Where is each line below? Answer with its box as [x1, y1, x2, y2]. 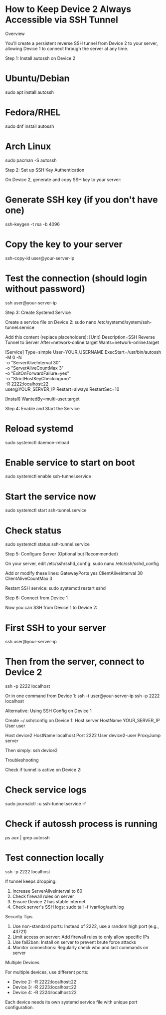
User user [5, 723, 26, 729]
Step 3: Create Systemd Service [5, 309, 71, 315]
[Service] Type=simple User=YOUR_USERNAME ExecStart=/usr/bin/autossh [5, 349, 161, 355]
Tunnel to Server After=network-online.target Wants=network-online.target [5, 339, 160, 345]
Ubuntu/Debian [5, 73, 70, 84]
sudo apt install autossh [5, 89, 54, 95]
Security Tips [5, 914, 33, 919]
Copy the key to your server [5, 239, 123, 250]
